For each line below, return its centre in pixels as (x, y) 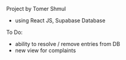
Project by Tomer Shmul (36, 9)
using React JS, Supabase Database (60, 20)
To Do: (14, 32)
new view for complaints (46, 50)
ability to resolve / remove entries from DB (68, 44)
